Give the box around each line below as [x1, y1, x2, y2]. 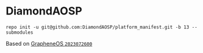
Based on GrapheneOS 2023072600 [6, 40, 92, 47]
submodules [6, 29, 34, 36]
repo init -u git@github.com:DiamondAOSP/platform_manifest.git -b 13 [6, 24, 190, 30]
